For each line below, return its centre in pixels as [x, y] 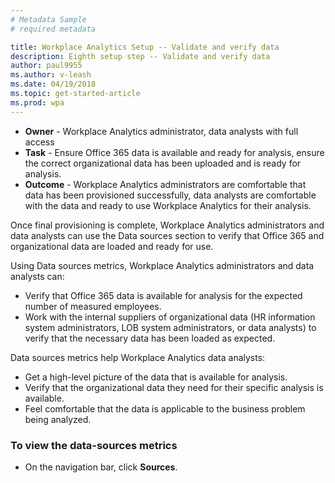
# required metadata [53, 29]
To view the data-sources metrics [94, 445]
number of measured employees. [93, 306]
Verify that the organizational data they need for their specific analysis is [174, 387]
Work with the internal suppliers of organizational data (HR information [170, 317]
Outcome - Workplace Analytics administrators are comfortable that [165, 184]
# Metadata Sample [48, 19]
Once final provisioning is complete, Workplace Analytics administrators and [167, 225]
